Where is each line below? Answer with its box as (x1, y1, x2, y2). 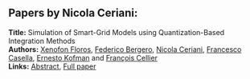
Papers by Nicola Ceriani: (8, 6, 138, 20)
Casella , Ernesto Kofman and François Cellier (8, 53, 158, 62)
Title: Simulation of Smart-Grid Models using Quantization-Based (8, 27, 225, 37)
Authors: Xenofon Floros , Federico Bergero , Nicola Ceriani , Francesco (8, 44, 242, 54)
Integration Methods (8, 36, 76, 45)
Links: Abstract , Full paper (8, 61, 96, 71)
